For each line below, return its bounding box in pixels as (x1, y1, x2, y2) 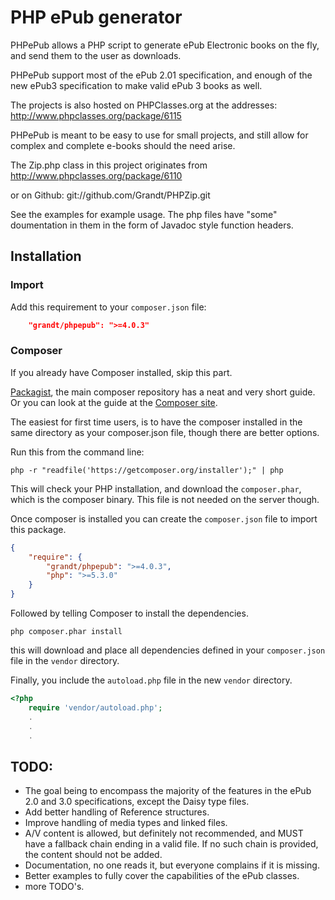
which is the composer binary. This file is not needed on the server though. (10, 493, 320, 505)
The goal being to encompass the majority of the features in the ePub (24, 785, 312, 797)
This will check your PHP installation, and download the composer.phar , (10, 482, 302, 495)
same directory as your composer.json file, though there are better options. (10, 426, 320, 438)
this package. (10, 523, 67, 535)
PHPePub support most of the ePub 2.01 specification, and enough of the (10, 69, 313, 81)
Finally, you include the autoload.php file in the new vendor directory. (10, 674, 293, 686)
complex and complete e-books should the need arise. (10, 139, 236, 151)
